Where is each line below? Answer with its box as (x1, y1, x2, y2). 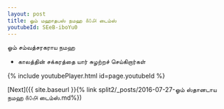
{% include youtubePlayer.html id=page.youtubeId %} (7, 72, 166, 81)
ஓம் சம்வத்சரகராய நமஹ (7, 43, 75, 52)
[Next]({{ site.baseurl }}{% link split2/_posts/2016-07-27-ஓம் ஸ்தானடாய (7, 85, 217, 94)
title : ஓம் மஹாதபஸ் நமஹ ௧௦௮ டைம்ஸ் (7, 17, 117, 24)
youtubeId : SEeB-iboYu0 (7, 24, 78, 31)
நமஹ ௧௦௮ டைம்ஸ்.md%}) (7, 93, 82, 102)
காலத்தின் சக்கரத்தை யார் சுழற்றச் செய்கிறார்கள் (17, 58, 146, 66)
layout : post (7, 10, 46, 18)
